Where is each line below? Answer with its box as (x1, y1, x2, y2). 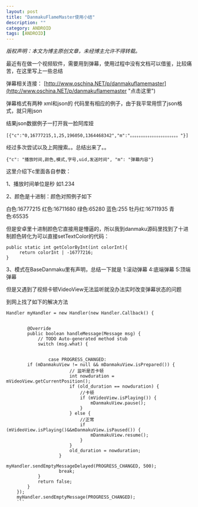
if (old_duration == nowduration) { (69, 384, 160, 390)
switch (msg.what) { (37, 341, 88, 347)
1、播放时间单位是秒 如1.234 (6, 181, 75, 188)
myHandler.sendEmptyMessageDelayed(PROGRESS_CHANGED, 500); (6, 463, 157, 469)
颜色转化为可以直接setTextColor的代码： (11, 233, 110, 240)
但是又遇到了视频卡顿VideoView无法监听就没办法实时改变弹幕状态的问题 (6, 286, 181, 293)
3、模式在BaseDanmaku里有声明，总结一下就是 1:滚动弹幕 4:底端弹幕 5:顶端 (6, 266, 191, 273)
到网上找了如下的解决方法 (6, 299, 68, 306)
